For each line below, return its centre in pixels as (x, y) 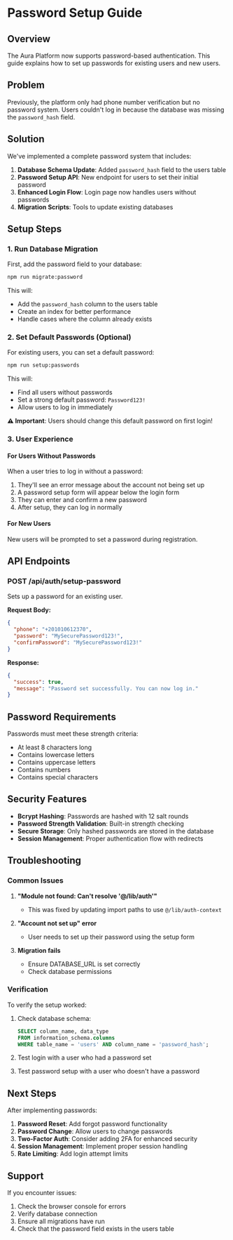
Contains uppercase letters (56, 763)
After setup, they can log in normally (70, 508)
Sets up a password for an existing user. (65, 596)
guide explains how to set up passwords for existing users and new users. (114, 63)
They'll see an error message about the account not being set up (111, 485)
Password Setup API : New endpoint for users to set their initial (108, 177)
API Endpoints (39, 561)
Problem (26, 85)
